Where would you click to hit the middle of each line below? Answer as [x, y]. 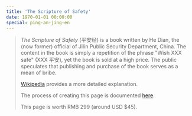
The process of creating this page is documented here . [87, 95]
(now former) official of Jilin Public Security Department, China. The [103, 47]
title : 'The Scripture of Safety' [49, 11]
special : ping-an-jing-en [38, 22]
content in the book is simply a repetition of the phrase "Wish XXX [101, 53]
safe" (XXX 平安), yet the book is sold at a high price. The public [99, 60]
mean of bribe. [39, 73]
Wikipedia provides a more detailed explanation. [79, 84]
